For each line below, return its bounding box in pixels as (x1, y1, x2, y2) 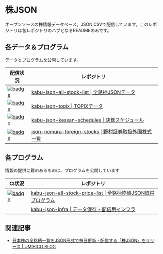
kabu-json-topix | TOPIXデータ (31, 102, 103, 109)
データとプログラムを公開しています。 (5, 57, 81, 63)
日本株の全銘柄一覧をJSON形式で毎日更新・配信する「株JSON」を (12, 237, 147, 243)
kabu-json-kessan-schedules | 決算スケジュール (31, 117, 144, 123)
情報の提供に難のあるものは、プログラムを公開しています (5, 167, 120, 173)
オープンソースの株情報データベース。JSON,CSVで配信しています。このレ (5, 21, 153, 27)
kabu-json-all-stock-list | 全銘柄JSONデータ (31, 88, 136, 95)
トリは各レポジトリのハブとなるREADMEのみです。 (9, 27, 112, 33)
